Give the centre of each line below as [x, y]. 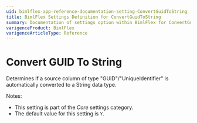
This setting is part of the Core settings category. [74, 107]
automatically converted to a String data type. [61, 85]
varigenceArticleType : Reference [47, 33]
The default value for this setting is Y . [59, 114]
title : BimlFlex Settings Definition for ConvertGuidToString [84, 17]
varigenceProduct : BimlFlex [40, 28]
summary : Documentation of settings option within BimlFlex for [86, 22]
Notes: [14, 96]
